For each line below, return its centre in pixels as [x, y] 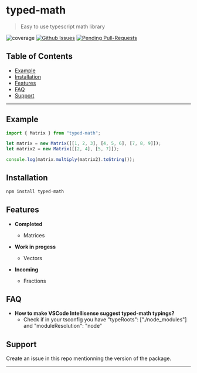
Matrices [34, 235]
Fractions [35, 281]
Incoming [26, 269]
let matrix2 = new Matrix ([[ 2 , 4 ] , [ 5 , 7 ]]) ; [63, 149]
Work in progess [35, 247]
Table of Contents [40, 56]
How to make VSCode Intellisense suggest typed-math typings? [94, 313]
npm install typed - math [35, 191]
